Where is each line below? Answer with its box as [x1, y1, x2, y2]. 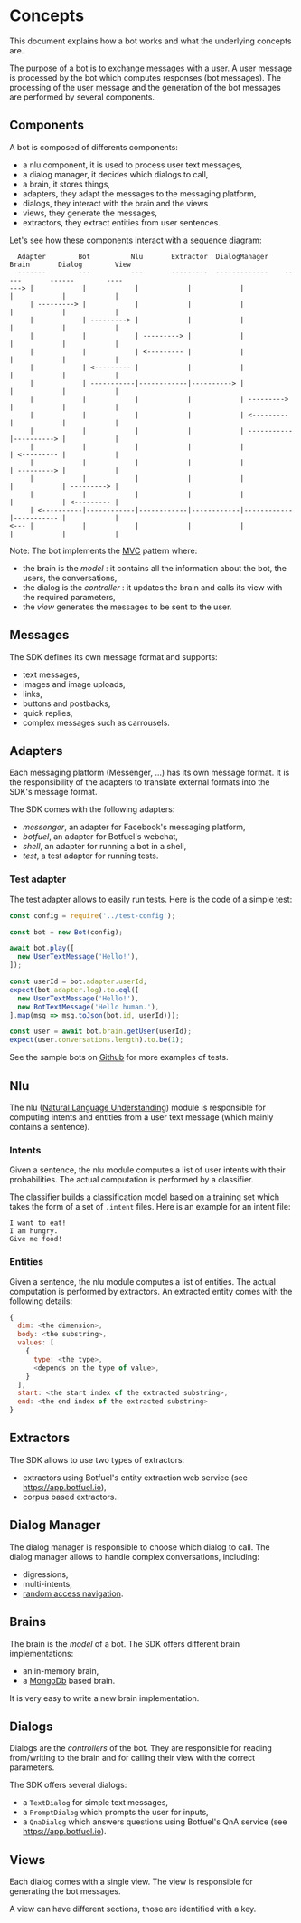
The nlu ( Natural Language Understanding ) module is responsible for [9, 1102, 267, 1113]
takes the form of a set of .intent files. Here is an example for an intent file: [9, 1201, 291, 1212]
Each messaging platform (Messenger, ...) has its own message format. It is [9, 767, 290, 779]
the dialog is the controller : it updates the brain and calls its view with [22, 581, 283, 593]
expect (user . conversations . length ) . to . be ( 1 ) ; [9, 1036, 183, 1045]
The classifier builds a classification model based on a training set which [9, 1191, 280, 1202]
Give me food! [9, 1235, 63, 1244]
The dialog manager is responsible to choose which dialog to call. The [9, 1541, 270, 1553]
